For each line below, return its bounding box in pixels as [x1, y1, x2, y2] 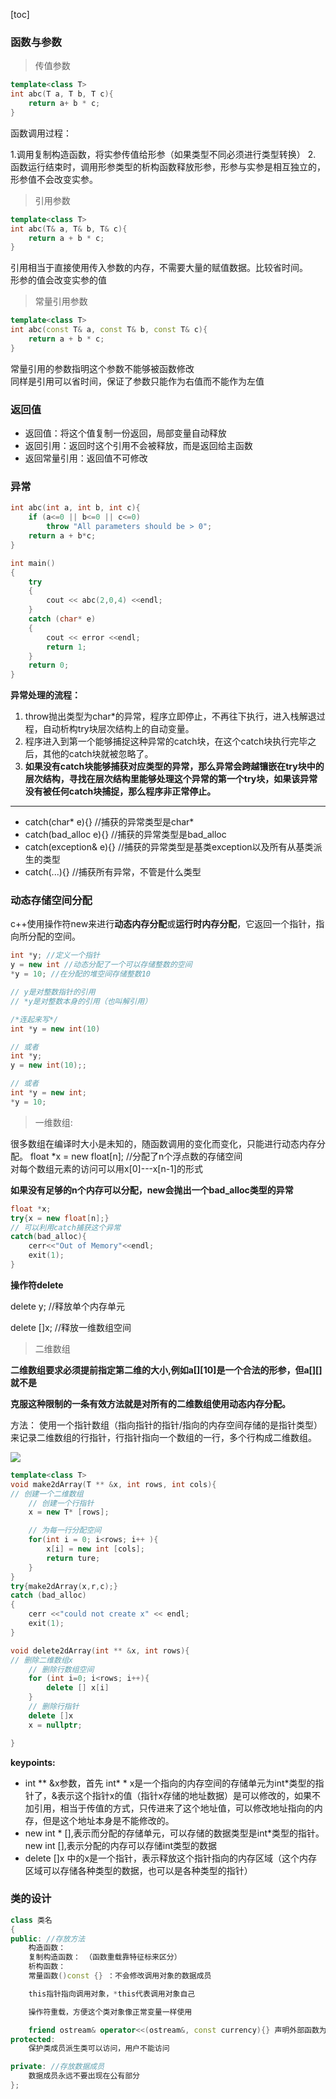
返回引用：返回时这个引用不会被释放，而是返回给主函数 [24, 440, 253, 452]
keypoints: [10, 1756, 56, 1768]
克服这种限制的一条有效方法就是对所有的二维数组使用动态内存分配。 [10, 1397, 291, 1409]
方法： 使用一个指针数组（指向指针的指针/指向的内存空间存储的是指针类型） [10, 1419, 323, 1431]
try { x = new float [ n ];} [10, 1213, 110, 1223]
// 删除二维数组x [10, 1655, 73, 1665]
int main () [10, 558, 56, 568]
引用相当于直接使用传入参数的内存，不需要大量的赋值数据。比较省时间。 [10, 262, 308, 274]
